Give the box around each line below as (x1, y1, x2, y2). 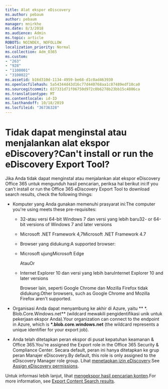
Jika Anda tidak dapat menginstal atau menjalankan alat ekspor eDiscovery (5, 175, 160, 181)
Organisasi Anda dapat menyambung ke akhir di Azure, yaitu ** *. (12, 305, 148, 311)
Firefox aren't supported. (20, 295, 72, 301)
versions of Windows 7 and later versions (27, 221, 112, 227)
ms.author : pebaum (5, 12, 44, 17)
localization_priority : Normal (5, 45, 71, 50)
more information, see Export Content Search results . (5, 378, 115, 384)
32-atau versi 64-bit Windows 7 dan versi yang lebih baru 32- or (20, 216, 152, 222)
